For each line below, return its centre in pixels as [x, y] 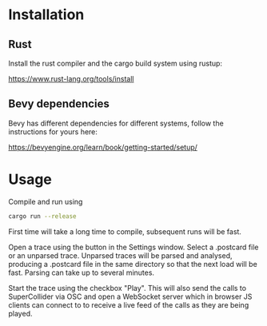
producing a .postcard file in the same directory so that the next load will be [133, 264]
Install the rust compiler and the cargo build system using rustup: [115, 63]
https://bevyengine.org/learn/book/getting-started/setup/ [103, 147]
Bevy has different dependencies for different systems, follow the [116, 123]
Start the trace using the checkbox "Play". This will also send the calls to [127, 288]
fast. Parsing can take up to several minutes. [81, 272]
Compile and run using [46, 201]
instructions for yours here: [53, 131]
